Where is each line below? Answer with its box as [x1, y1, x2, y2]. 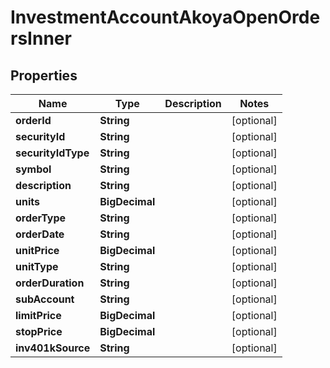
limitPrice [15, 309, 62, 322]
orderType [15, 211, 67, 225]
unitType [15, 260, 59, 273]
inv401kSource [15, 341, 91, 355]
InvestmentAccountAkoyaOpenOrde [10, 6, 321, 29]
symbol [15, 162, 52, 176]
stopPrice [15, 325, 63, 338]
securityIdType [15, 146, 90, 160]
